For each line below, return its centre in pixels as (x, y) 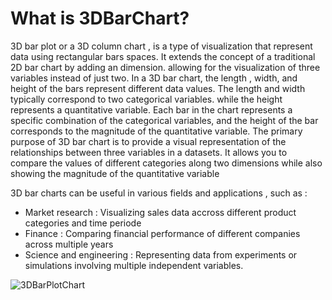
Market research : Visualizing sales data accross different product (160, 212)
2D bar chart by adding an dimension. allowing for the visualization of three (165, 67)
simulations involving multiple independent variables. (134, 265)
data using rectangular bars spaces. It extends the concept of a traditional (163, 56)
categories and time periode (83, 223)
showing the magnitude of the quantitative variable (115, 173)
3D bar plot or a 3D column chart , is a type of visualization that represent (161, 46)
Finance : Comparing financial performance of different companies (162, 233)
